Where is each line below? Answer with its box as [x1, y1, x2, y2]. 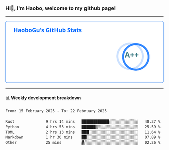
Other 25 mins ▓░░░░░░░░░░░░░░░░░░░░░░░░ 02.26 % [5, 140, 161, 145]
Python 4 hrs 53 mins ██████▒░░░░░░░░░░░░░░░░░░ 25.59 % [5, 124, 161, 129]
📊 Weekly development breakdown [5, 95, 81, 101]
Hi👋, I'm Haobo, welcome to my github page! [5, 5, 116, 12]
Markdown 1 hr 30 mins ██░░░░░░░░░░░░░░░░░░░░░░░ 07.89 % [5, 135, 161, 140]
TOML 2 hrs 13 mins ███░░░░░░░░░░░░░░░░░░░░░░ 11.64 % [5, 130, 161, 135]
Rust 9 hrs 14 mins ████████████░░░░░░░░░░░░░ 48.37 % [5, 119, 161, 124]
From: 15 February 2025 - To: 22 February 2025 [5, 109, 107, 114]
